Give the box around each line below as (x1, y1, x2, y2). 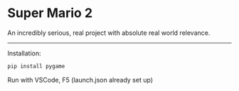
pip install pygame (7, 63, 65, 70)
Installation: (7, 48, 41, 58)
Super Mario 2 (7, 5, 93, 21)
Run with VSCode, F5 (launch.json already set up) (7, 75, 153, 84)
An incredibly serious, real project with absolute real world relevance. (7, 28, 211, 37)
